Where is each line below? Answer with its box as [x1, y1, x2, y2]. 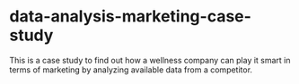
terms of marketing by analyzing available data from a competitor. [9, 64, 253, 75]
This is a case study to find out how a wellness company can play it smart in [9, 55, 291, 65]
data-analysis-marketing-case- [9, 6, 251, 27]
